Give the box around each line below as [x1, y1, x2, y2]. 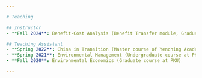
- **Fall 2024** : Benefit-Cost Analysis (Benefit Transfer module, [6, 30, 179, 36]
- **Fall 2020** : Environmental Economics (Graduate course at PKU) [6, 58, 182, 64]
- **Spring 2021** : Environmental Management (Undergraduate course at [6, 52, 189, 58]
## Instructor [6, 24, 42, 30]
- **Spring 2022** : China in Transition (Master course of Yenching [6, 46, 182, 52]
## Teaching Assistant [6, 41, 63, 47]
